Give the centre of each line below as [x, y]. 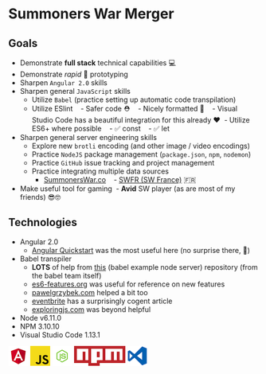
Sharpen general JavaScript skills [75, 91]
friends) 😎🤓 [40, 197]
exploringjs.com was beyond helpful [91, 309]
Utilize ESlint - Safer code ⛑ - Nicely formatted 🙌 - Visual [134, 109]
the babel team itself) [66, 275]
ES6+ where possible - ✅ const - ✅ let [100, 129]
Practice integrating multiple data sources [100, 171]
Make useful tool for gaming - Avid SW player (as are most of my [127, 189]
